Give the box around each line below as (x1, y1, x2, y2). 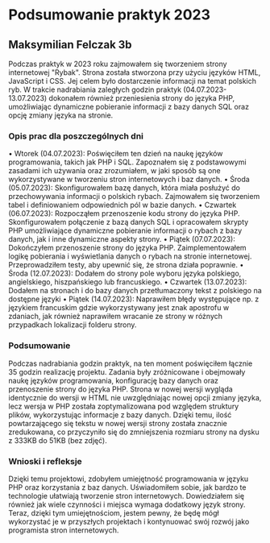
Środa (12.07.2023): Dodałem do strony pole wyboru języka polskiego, (8, 268, 242, 279)
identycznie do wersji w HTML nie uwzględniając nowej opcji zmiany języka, (8, 392, 262, 402)
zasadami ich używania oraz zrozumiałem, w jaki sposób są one (8, 166, 221, 176)
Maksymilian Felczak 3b (8, 38, 132, 52)
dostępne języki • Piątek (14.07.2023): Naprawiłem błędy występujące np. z (8, 294, 260, 304)
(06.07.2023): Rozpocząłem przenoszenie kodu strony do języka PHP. (8, 209, 240, 218)
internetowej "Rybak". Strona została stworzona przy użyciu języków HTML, (8, 68, 261, 77)
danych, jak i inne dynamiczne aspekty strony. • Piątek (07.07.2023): (8, 234, 235, 244)
